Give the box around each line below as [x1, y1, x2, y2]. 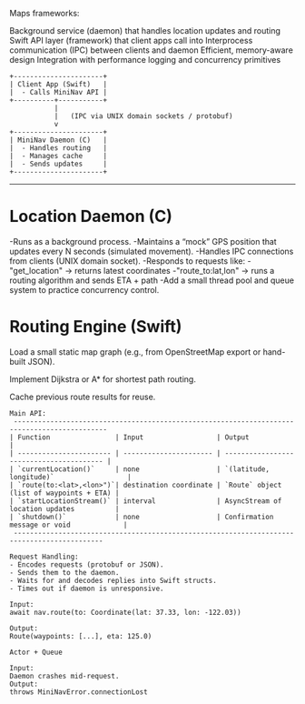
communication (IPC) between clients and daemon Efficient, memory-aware [9, 45, 293, 55]
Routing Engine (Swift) [9, 317, 182, 337]
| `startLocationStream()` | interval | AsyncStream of [9, 496, 282, 506]
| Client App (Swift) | [9, 80, 107, 89]
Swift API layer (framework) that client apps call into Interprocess [9, 35, 253, 45]
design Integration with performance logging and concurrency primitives [9, 55, 281, 65]
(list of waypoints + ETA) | [9, 488, 120, 498]
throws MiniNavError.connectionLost [9, 687, 148, 697]
